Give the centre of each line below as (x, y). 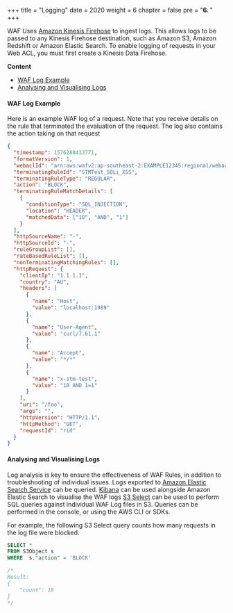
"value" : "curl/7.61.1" (66, 334)
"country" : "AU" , (45, 282)
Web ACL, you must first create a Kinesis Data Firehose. (87, 53)
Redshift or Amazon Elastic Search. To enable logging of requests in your (112, 46)
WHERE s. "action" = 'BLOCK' (49, 558)
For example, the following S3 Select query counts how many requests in (112, 525)
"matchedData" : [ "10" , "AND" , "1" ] (77, 217)
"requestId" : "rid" (48, 430)
